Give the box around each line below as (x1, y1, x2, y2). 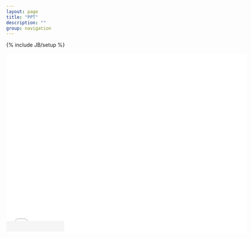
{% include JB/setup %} (6, 41, 65, 49)
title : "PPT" (6, 14, 38, 20)
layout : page (6, 8, 38, 15)
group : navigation (6, 25, 52, 31)
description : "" (6, 20, 46, 25)
